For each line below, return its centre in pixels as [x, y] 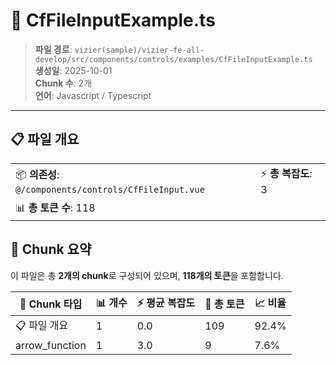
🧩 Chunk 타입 [51, 304]
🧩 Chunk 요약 [51, 249]
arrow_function [51, 345]
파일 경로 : [53, 49]
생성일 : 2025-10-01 [73, 70]
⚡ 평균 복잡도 [166, 302]
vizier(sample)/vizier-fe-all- [139, 50]
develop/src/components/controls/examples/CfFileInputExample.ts [173, 59]
